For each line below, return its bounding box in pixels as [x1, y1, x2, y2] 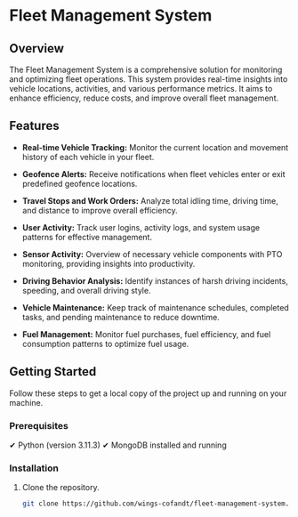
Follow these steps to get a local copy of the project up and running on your [9, 388, 287, 399]
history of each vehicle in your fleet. [21, 151, 155, 162]
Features [9, 118, 60, 133]
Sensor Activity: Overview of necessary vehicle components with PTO [21, 248, 283, 259]
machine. [9, 397, 44, 408]
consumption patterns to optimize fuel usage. [21, 338, 189, 349]
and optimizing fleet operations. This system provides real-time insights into [9, 74, 288, 85]
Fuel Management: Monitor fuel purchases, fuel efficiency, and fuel [21, 328, 271, 339]
